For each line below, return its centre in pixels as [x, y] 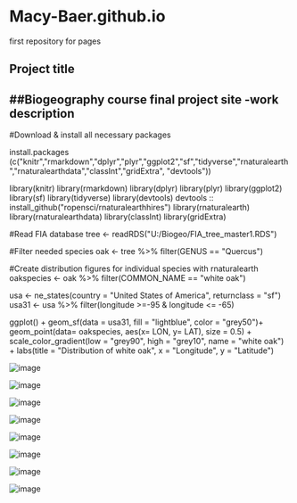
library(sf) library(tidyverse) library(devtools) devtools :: [111, 198]
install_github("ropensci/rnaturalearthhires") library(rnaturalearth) [130, 208]
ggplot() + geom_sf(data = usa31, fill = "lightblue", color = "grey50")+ [136, 322]
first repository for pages [55, 41]
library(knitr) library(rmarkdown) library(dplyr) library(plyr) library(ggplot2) [146, 188]
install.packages [39, 153]
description [42, 113]
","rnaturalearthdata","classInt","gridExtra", [87, 171]
